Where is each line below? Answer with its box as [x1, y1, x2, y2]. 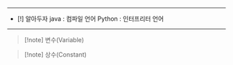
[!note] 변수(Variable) [24, 36, 85, 44]
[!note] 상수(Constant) [24, 50, 87, 59]
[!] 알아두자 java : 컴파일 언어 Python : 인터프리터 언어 [17, 15, 164, 23]
